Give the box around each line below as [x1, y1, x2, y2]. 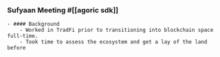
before [7, 45, 26, 52]
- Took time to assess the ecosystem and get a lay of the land [19, 39, 208, 45]
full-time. [7, 33, 38, 39]
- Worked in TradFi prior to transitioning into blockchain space [19, 26, 214, 34]
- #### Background [7, 21, 60, 28]
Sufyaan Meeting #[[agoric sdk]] [7, 5, 119, 15]
